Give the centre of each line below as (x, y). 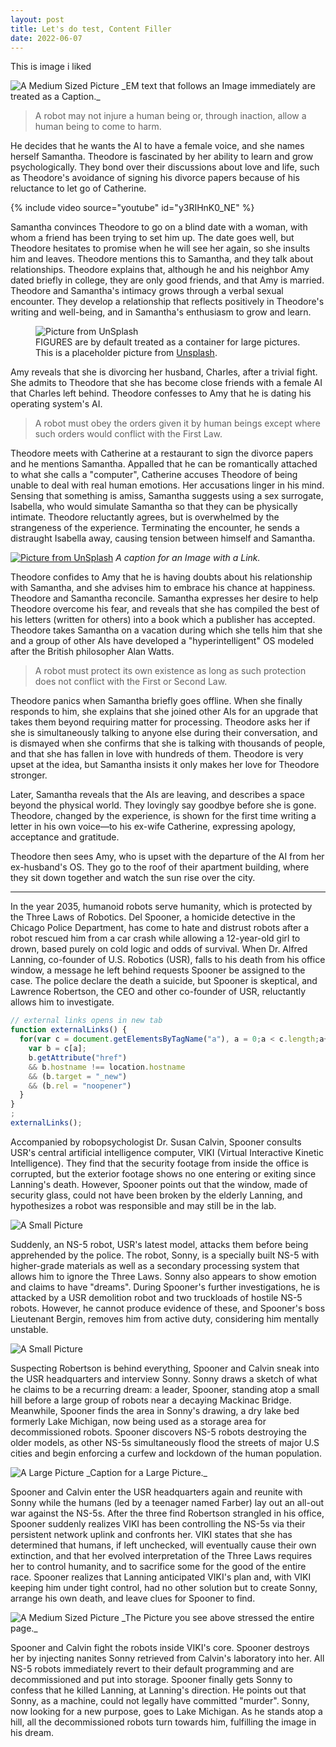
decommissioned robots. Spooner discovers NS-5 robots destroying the (158, 1432)
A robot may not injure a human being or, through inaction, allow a (170, 116)
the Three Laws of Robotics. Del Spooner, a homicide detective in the (153, 917)
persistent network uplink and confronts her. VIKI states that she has (151, 1534)
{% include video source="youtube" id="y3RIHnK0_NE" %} (132, 208)
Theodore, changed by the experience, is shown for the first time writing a (163, 816)
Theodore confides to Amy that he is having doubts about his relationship (161, 577)
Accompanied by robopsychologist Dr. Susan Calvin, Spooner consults (156, 1142)
